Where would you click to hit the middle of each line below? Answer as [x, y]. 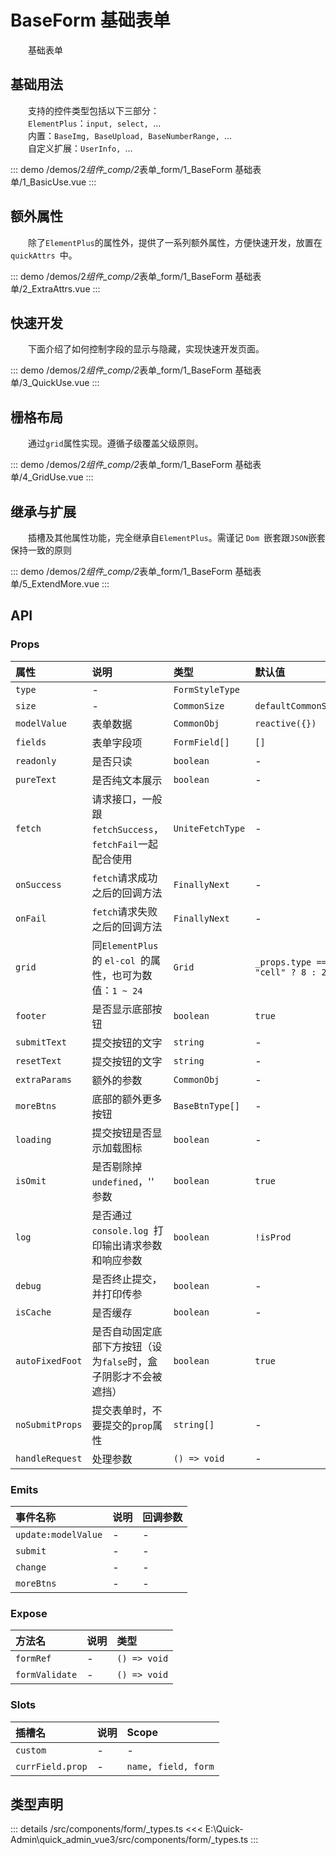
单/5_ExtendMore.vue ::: [60, 584]
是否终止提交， [127, 1279]
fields [31, 742]
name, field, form [170, 1766]
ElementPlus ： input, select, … [95, 123]
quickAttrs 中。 [44, 255]
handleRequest [49, 1458]
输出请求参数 [132, 1245]
